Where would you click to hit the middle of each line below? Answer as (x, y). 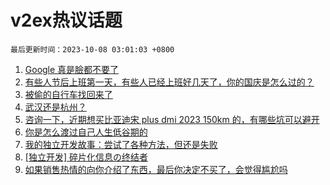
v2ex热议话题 (66, 20)
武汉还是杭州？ (55, 107)
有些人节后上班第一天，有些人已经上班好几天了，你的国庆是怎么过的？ (169, 82)
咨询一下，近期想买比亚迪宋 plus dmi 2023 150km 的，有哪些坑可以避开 (172, 119)
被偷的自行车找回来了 (68, 94)
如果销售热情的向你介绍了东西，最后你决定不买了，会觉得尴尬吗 (156, 169)
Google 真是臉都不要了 (72, 69)
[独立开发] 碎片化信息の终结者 (86, 157)
